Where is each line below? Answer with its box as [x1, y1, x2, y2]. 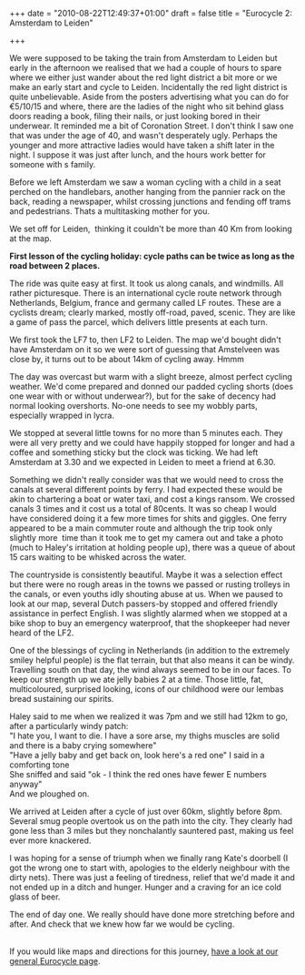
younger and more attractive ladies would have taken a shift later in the [9, 140, 275, 150]
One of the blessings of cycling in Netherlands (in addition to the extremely [9, 645, 290, 655]
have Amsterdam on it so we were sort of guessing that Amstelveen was [9, 344, 280, 354]
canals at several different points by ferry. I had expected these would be [9, 484, 283, 494]
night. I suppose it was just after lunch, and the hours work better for [9, 149, 266, 160]
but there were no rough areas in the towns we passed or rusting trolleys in [9, 579, 290, 590]
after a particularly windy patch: [9, 721, 129, 731]
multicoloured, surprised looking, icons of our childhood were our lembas [9, 684, 284, 695]
